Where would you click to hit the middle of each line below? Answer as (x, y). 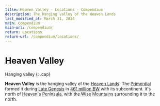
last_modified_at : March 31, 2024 (40, 18)
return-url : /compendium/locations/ (42, 37)
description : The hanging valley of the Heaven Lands (61, 14)
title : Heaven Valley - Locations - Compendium (54, 9)
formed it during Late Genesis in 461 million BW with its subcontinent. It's (78, 88)
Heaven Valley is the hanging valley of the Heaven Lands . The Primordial (78, 84)
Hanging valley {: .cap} (28, 74)
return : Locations (24, 32)
